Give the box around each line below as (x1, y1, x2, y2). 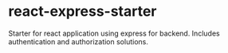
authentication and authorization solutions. (8, 36, 149, 46)
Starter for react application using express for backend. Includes (8, 28, 221, 38)
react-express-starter (8, 2, 157, 21)
